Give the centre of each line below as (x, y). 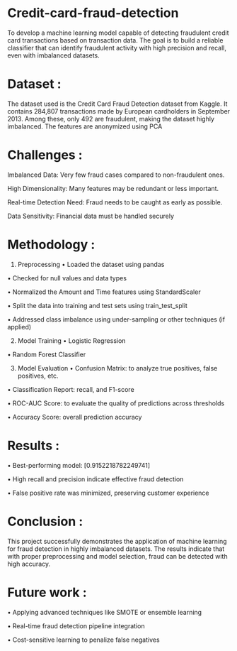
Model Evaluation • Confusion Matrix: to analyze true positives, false (117, 368)
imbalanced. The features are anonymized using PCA (85, 126)
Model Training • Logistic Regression (71, 340)
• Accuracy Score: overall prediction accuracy (75, 417)
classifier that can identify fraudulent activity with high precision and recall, (117, 48)
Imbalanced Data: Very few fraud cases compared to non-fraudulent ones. (116, 175)
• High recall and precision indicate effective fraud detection (96, 479)
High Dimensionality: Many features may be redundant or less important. (113, 188)
